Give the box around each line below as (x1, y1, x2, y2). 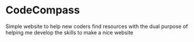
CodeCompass (5, 3, 80, 17)
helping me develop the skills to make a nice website (5, 29, 134, 36)
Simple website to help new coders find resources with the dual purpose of (5, 23, 188, 30)
